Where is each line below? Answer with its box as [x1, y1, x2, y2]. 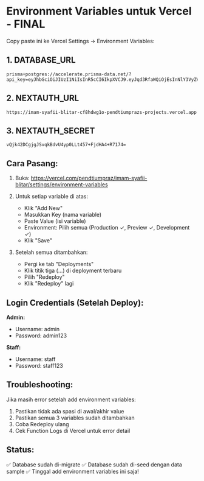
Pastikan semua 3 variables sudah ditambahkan [15, 414, 135, 421]
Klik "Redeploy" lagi [24, 280, 74, 287]
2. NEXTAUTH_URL [6, 93, 80, 104]
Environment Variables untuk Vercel [6, 4, 192, 18]
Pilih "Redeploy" [24, 273, 65, 281]
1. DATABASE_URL [6, 55, 76, 65]
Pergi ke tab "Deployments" [24, 261, 94, 268]
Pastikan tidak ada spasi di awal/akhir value [15, 407, 124, 415]
